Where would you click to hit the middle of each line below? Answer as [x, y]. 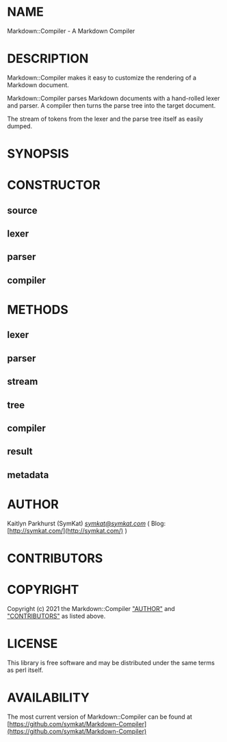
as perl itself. [25, 670]
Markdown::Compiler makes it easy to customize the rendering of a [102, 77]
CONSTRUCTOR [54, 185]
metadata [28, 475]
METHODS [38, 310]
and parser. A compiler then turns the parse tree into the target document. [111, 105]
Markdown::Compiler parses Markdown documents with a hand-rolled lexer [113, 98]
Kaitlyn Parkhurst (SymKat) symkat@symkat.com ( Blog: [86, 523]
